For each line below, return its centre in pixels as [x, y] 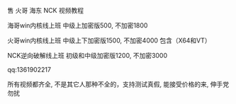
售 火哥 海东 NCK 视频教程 [45, 10]
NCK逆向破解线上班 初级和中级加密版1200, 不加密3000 [88, 56]
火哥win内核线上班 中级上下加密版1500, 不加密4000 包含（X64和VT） [109, 40]
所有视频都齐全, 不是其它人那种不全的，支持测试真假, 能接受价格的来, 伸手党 [118, 84]
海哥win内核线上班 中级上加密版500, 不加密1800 [78, 25]
